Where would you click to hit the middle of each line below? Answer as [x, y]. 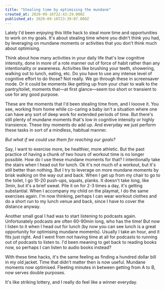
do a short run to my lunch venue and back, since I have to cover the [75, 202]
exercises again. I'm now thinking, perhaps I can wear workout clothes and [81, 196]
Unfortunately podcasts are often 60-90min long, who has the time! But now [82, 221]
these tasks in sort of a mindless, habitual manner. [56, 130]
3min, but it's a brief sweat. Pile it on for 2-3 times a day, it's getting [74, 186]
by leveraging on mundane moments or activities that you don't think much [81, 43]
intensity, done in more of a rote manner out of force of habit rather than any [82, 63]
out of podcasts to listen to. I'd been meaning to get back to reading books [81, 242]
